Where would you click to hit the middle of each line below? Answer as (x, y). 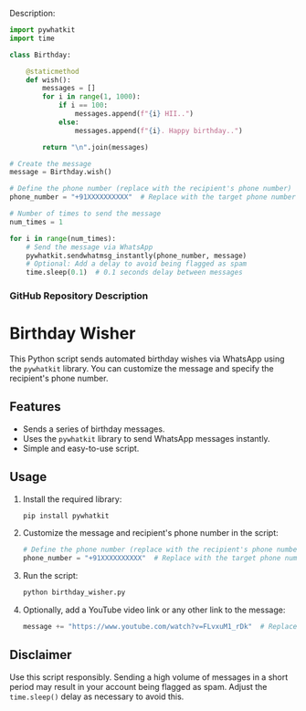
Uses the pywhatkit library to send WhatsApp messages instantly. (147, 438)
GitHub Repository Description (79, 296)
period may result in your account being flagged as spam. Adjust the (138, 686)
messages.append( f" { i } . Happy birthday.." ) (159, 131)
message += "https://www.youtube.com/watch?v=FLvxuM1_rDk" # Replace (160, 627)
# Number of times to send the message (85, 214)
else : (69, 122)
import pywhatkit (42, 30)
